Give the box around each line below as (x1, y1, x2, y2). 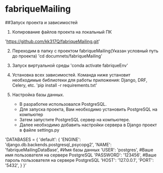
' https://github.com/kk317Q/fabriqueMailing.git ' (5, 38, 100, 44)
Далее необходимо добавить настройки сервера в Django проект (19, 122, 157, 128)
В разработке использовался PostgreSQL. (19, 101, 107, 107)
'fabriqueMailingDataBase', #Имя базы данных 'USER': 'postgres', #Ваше (5, 147, 153, 153)
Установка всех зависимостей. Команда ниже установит (12, 72, 130, 77)
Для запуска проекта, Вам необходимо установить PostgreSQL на (19, 106, 158, 112)
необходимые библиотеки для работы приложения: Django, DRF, (12, 77, 147, 83)
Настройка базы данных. (12, 92, 64, 97)
